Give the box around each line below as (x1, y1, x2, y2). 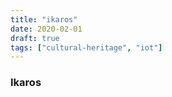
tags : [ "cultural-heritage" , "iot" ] (10, 42, 163, 53)
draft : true (10, 33, 60, 43)
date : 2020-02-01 (10, 24, 83, 34)
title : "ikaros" (10, 14, 78, 25)
